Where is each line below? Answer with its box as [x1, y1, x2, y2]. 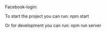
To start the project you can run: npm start [5, 13, 89, 19]
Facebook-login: [5, 4, 38, 10]
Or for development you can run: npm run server [5, 22, 102, 28]
